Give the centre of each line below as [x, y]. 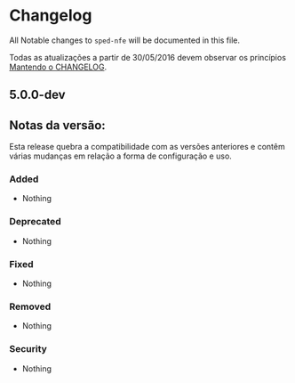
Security [28, 349]
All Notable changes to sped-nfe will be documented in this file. [125, 40]
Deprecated [36, 222]
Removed [30, 306]
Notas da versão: [58, 125]
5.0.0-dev [37, 95]
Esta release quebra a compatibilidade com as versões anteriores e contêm [147, 147]
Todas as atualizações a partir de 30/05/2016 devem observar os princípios [148, 57]
